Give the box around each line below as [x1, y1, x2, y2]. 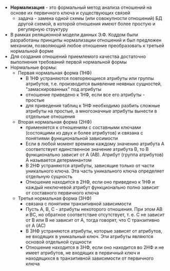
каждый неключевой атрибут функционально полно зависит [25, 184, 159, 190]
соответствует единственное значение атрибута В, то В [25, 146, 149, 152]
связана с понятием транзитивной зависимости [25, 201, 132, 207]
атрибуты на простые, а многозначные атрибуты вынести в [25, 108, 157, 114]
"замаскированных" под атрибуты [25, 86, 102, 92]
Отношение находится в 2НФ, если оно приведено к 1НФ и [25, 179, 155, 185]
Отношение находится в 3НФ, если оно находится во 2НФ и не [25, 244, 164, 250]
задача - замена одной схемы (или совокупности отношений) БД [17, 15, 163, 21]
